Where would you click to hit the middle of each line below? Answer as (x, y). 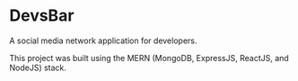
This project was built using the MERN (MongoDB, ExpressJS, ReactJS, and (149, 58)
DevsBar (42, 16)
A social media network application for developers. (103, 40)
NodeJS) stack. (38, 67)
